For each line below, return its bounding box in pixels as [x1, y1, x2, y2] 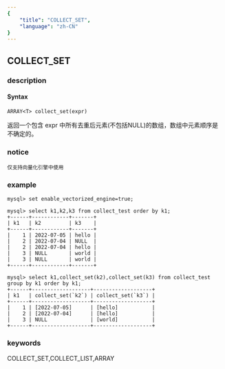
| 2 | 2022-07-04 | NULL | [7, 238, 97, 245]
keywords [7, 339, 41, 348]
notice [7, 147, 30, 157]
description [7, 75, 47, 85]
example [7, 180, 36, 190]
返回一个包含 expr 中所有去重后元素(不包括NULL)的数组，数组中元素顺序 [7, 121, 213, 129]
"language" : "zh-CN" [19, 23, 78, 30]
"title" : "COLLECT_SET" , [19, 17, 91, 23]
